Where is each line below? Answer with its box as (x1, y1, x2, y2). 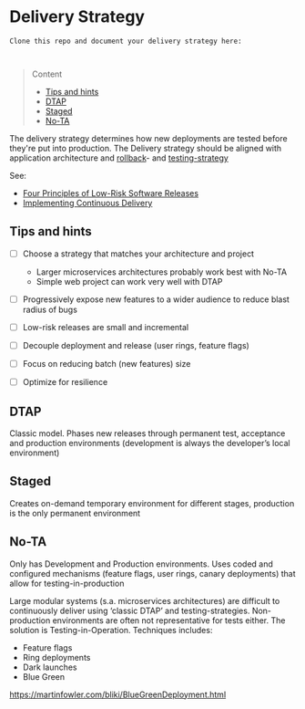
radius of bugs (22, 304, 77, 315)
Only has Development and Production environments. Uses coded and (9, 558, 273, 569)
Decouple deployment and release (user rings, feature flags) (22, 339, 250, 350)
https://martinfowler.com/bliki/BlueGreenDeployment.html (9, 689, 227, 700)
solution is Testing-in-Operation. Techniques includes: (9, 624, 213, 635)
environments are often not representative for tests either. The (52, 614, 286, 626)
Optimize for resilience (22, 377, 108, 388)
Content (31, 68, 63, 79)
